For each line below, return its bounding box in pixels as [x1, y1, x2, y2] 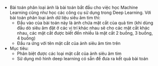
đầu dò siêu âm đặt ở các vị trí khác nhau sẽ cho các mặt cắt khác [17, 25, 150, 31]
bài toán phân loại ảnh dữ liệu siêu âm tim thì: [9, 15, 101, 20]
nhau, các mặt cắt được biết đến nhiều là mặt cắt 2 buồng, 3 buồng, [17, 30, 153, 36]
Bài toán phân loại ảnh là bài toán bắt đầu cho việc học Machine [9, 5, 138, 10]
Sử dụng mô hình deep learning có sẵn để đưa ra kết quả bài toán [17, 56, 148, 61]
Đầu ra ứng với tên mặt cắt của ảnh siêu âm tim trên [17, 40, 121, 46]
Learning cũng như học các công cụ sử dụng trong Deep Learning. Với [9, 10, 152, 15]
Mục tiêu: [9, 46, 29, 51]
